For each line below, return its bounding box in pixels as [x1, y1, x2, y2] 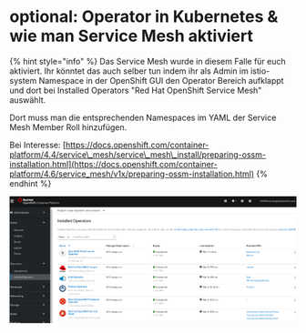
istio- [250, 66, 270, 76]
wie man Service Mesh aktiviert [9, 25, 253, 46]
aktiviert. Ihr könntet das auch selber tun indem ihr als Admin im [9, 66, 249, 76]
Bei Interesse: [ [9, 139, 66, 150]
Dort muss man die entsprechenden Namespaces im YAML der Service [9, 112, 277, 123]
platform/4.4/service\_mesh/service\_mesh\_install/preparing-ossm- [9, 148, 267, 160]
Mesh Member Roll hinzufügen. [9, 121, 127, 133]
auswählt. [9, 94, 46, 106]
